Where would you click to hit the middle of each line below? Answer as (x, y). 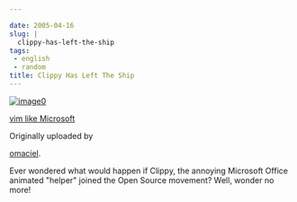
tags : (19, 50)
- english (31, 59)
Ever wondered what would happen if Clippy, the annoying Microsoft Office (148, 171)
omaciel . (25, 153)
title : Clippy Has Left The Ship (72, 76)
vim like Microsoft (42, 119)
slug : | (24, 34)
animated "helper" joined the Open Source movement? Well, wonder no (142, 180)
